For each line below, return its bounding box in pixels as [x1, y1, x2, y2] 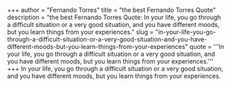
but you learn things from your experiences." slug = [7, 28, 154, 36]
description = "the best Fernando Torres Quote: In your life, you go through [7, 13, 221, 21]
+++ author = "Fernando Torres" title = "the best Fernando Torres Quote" [7, 6, 216, 14]
